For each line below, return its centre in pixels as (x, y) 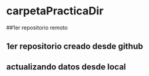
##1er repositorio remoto (37, 28)
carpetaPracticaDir (55, 11)
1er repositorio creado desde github (75, 46)
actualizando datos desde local (66, 67)
